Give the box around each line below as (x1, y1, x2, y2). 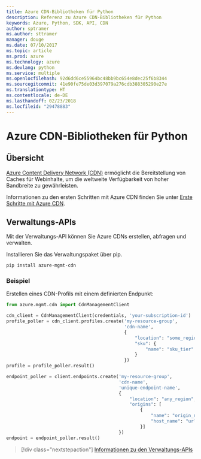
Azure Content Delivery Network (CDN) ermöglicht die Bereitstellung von (6, 169, 186, 176)
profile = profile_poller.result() (6, 363, 95, 369)
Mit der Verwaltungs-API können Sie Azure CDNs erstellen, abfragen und (6, 233, 187, 240)
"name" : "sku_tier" (145, 346, 194, 352)
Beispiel (6, 277, 31, 285)
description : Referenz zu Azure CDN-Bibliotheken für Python (6, 14, 162, 20)
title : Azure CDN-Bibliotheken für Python (6, 8, 114, 15)
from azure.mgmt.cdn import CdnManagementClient (6, 302, 130, 308)
